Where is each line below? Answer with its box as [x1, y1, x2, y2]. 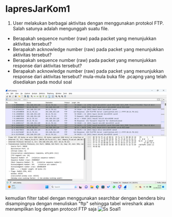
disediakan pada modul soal [12, 79, 72, 85]
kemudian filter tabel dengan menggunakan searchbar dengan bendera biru [5, 195, 165, 201]
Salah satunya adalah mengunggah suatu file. [12, 25, 109, 31]
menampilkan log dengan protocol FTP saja [5, 206, 97, 212]
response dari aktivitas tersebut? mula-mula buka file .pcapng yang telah [12, 73, 167, 79]
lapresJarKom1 [5, 3, 70, 15]
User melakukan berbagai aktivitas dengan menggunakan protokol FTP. [12, 20, 164, 26]
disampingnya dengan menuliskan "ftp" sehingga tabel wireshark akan [5, 200, 155, 206]
